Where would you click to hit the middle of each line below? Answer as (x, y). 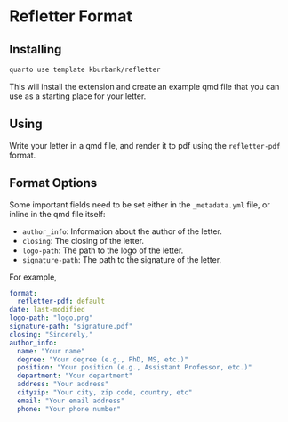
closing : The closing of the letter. (83, 240)
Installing (36, 49)
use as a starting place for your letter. (78, 96)
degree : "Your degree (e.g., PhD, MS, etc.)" (103, 359)
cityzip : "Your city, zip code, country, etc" (105, 393)
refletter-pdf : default (61, 301)
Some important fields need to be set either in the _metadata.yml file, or (140, 204)
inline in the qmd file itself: (57, 214)
